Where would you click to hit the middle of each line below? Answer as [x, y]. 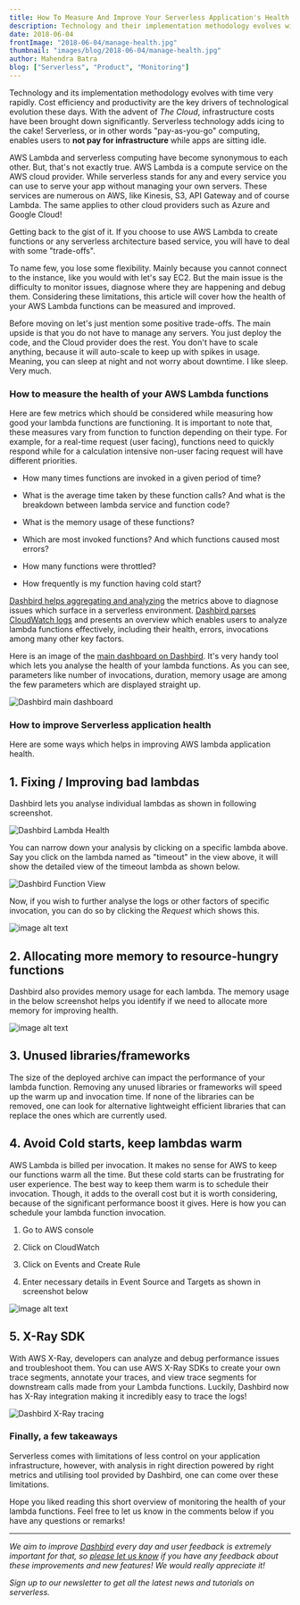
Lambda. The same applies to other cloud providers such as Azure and [140, 205]
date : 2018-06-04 [42, 34]
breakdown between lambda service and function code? [126, 505]
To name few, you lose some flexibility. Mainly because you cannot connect [148, 268]
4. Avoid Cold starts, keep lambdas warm [126, 1144]
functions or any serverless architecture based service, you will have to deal [150, 241]
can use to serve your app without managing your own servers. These [138, 186]
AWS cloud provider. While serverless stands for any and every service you [148, 176]
